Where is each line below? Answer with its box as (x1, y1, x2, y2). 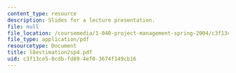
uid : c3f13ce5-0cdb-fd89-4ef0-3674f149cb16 (7, 56, 137, 63)
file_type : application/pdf (7, 36, 90, 43)
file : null (7, 23, 39, 30)
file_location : (7, 29, 52, 37)
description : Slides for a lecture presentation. (7, 17, 156, 24)
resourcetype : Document (7, 42, 77, 49)
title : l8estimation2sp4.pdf (7, 49, 93, 56)
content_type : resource (7, 10, 77, 17)
